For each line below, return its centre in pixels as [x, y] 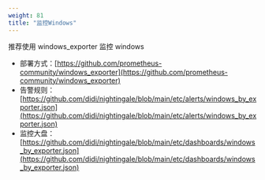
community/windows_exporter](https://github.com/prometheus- [124, 72]
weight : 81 [26, 15]
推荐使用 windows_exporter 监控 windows [76, 46]
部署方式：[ [38, 63]
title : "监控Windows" [43, 23]
